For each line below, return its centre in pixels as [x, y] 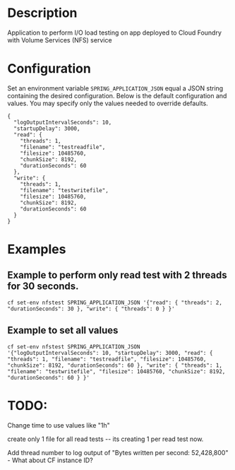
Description [42, 13]
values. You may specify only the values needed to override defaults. [108, 103]
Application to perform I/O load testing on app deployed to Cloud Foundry [115, 33]
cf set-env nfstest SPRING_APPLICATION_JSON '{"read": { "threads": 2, [115, 302]
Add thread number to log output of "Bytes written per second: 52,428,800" [118, 452]
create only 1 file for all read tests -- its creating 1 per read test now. [106, 439]
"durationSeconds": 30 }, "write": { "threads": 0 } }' [91, 309]
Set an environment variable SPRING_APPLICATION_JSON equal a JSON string [115, 88]
